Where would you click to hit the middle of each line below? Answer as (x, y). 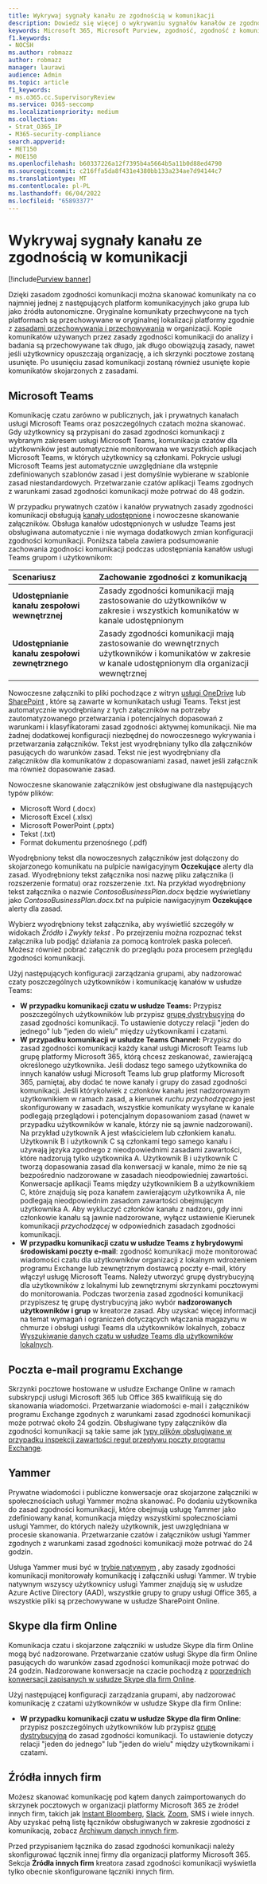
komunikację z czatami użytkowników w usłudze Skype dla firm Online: (125, 1703)
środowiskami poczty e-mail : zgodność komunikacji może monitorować (139, 1251)
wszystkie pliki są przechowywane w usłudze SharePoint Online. (114, 1601)
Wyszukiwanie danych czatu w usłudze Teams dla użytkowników (126, 1336)
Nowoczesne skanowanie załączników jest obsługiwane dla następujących (130, 785)
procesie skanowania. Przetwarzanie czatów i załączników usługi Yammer (130, 1534)
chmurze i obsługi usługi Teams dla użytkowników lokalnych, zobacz (132, 1328)
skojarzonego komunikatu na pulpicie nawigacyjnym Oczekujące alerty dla (131, 866)
